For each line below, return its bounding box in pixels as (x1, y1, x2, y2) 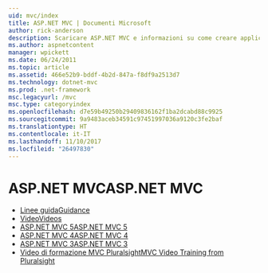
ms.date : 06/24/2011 (8, 57, 77, 64)
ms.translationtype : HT (8, 123, 88, 131)
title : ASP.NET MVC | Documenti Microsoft (8, 19, 152, 27)
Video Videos (19, 214, 62, 224)
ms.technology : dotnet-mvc (8, 78, 98, 86)
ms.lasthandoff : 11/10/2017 (8, 137, 102, 146)
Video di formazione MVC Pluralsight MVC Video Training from (19, 248, 225, 257)
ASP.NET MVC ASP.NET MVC (8, 179, 203, 197)
